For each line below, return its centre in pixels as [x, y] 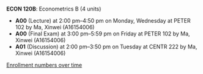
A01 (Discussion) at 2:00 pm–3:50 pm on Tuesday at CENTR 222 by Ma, [106, 46]
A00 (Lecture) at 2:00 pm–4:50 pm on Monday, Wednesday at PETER [103, 20]
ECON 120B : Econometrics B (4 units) [54, 9]
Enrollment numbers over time [44, 65]
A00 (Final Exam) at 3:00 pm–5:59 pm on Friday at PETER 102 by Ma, [103, 34]
